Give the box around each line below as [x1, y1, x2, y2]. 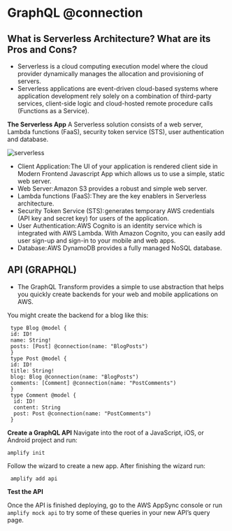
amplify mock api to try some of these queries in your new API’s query [7, 508, 210, 516]
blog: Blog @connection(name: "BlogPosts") [10, 373, 139, 380]
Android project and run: [7, 435, 78, 444]
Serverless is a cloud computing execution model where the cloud [17, 62, 208, 71]
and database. [7, 135, 49, 143]
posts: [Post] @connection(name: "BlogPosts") [10, 342, 149, 350]
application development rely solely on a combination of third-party [17, 92, 212, 100]
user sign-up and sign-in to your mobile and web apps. [17, 236, 176, 245]
